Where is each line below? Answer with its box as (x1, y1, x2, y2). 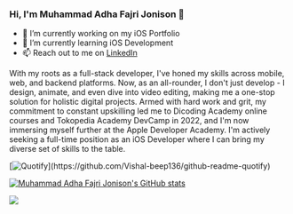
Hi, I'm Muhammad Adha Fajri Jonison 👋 (9, 8, 185, 20)
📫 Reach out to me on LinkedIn (21, 48, 138, 59)
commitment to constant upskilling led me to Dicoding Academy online (9, 106, 268, 116)
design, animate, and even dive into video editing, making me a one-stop (9, 87, 275, 98)
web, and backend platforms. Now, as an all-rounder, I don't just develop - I (9, 77, 286, 88)
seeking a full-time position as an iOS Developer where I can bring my (9, 134, 265, 145)
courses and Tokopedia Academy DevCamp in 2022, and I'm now (9, 115, 249, 126)
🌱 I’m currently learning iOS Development (21, 37, 174, 48)
